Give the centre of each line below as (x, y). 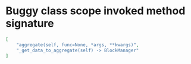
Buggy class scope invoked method (95, 11)
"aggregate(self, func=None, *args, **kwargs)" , (78, 45)
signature (30, 23)
